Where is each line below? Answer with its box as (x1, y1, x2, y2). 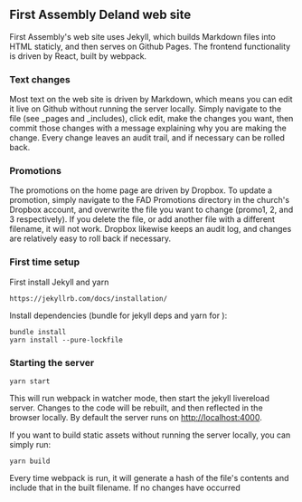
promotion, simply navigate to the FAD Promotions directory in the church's (9, 195, 290, 206)
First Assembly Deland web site (9, 7, 192, 23)
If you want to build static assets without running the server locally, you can (9, 430, 291, 440)
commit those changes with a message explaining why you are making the (9, 122, 287, 134)
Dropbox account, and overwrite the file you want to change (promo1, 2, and (9, 204, 294, 216)
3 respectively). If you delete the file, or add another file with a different (9, 214, 276, 225)
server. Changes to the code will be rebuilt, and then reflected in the (9, 402, 264, 413)
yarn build (9, 457, 51, 466)
